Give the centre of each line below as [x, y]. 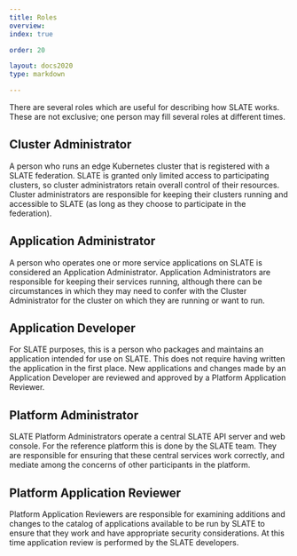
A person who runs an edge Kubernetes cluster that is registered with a [140, 166]
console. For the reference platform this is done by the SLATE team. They [143, 446]
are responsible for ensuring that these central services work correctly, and [147, 456]
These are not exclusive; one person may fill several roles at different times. [147, 117]
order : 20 [27, 50]
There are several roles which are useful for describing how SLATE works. [145, 107]
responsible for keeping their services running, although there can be [136, 282]
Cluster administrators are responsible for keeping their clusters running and [148, 194]
